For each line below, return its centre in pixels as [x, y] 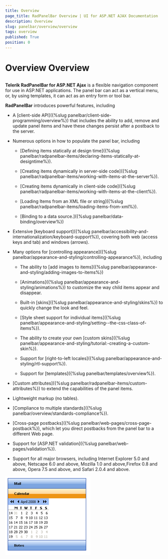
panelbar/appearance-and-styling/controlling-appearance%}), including [87, 257]
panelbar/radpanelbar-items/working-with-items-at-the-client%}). [88, 192]
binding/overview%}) [42, 222]
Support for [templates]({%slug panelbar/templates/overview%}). [88, 374]
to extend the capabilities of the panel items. [87, 389]
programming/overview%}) [41, 121]
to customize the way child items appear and [113, 288]
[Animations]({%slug [41, 282]
